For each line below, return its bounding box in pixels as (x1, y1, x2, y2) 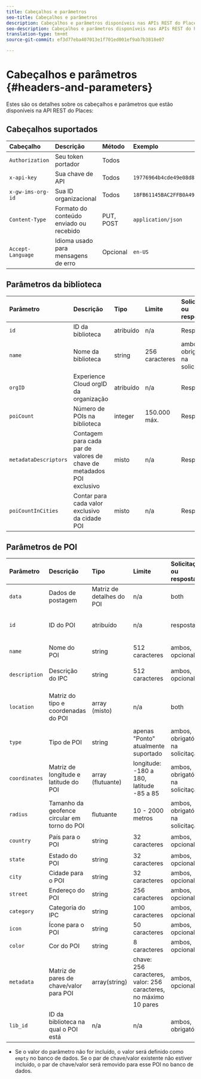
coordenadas (48, 707, 86, 715)
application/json (133, 216, 182, 223)
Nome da (73, 347, 99, 355)
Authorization (9, 157, 50, 164)
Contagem (73, 429, 103, 438)
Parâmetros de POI (6, 542, 78, 552)
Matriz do (48, 692, 76, 700)
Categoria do (48, 903, 86, 912)
